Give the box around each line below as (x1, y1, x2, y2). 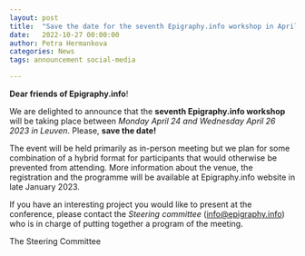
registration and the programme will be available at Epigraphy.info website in (9, 172, 296, 182)
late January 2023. (9, 182, 80, 192)
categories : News (9, 47, 75, 56)
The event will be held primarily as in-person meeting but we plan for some (9, 143, 290, 153)
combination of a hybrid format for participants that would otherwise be (9, 153, 278, 163)
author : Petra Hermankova (9, 38, 107, 48)
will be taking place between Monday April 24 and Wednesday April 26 (9, 115, 276, 126)
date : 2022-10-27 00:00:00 (9, 30, 120, 39)
